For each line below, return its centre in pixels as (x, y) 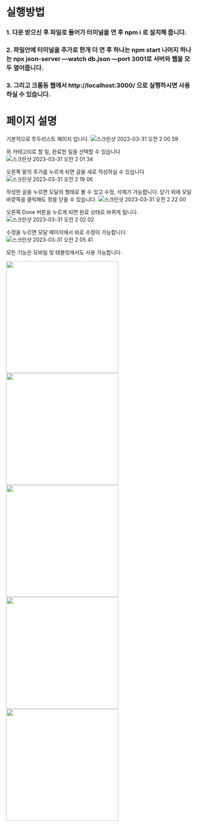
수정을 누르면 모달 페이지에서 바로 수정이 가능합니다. (66, 232)
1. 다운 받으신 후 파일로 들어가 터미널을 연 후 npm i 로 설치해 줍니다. (96, 32)
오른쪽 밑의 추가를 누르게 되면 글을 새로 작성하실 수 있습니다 (75, 171)
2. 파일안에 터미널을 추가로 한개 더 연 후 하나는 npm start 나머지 (92, 50)
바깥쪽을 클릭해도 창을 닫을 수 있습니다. (52, 199)
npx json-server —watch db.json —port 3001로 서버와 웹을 (98, 59)
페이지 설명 (32, 122)
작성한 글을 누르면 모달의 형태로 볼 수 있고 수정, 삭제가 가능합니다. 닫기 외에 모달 (99, 192)
